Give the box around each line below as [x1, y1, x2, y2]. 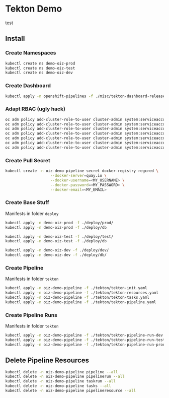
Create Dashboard [5, 82, 51, 89]
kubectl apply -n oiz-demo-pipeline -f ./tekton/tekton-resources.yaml [5, 290, 158, 295]
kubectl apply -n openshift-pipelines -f [5, 94, 94, 99]
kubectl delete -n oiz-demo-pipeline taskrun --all [5, 379, 116, 384]
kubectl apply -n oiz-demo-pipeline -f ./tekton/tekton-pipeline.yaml [5, 299, 156, 305]
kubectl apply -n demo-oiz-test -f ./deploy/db [5, 239, 107, 244]
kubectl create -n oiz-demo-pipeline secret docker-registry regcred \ [5, 168, 158, 174]
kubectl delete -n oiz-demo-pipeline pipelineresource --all [5, 388, 136, 393]
